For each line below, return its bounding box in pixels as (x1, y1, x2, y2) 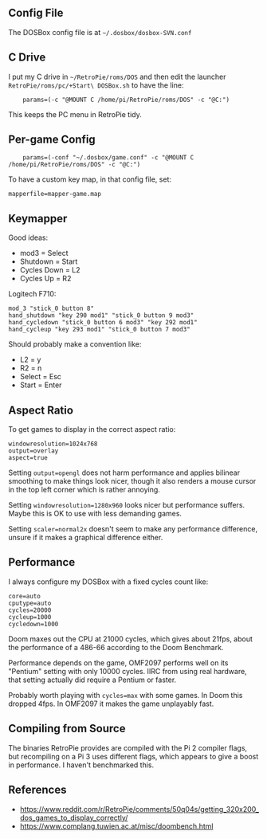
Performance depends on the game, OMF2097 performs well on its (8, 657, 229, 668)
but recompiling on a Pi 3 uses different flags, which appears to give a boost (8, 751, 259, 761)
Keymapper (8, 211, 68, 225)
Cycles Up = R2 (19, 274, 72, 284)
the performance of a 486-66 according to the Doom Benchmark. (8, 642, 224, 652)
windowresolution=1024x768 (8, 440, 98, 449)
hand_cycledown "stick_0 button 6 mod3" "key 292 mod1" (8, 319, 198, 327)
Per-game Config (8, 133, 96, 147)
